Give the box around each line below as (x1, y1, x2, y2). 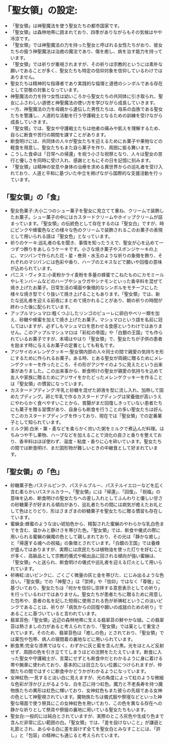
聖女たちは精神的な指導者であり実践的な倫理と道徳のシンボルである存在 (10, 80, 163, 86)
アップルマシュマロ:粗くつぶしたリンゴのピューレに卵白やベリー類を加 (10, 310, 160, 316)
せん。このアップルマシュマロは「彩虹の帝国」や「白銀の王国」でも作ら (10, 329, 163, 335)
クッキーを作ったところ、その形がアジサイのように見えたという (19, 361, 154, 367)
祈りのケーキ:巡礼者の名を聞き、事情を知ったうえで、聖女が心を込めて (10, 239, 159, 246)
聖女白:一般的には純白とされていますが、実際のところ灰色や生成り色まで (10, 713, 164, 719)
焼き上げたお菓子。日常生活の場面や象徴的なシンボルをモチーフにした (10, 284, 158, 290)
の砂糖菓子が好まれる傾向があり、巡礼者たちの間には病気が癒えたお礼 (10, 501, 159, 508)
